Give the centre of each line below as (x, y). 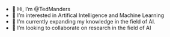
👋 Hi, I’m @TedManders (41, 9)
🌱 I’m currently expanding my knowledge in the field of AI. (83, 21)
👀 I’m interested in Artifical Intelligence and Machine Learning (88, 15)
